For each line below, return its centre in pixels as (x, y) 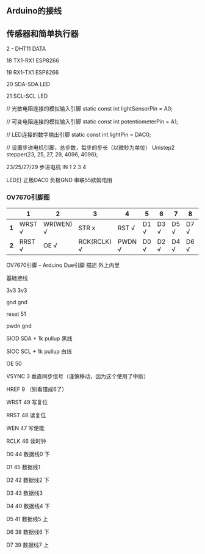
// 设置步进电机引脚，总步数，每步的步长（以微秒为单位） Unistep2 (91, 148)
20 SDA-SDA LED (28, 84)
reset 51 (16, 314)
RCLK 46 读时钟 (27, 441)
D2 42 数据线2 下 (28, 480)
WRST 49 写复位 (27, 402)
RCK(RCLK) (95, 241)
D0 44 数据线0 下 (28, 454)
